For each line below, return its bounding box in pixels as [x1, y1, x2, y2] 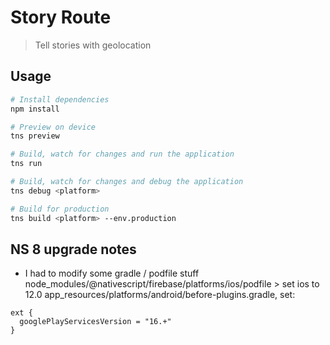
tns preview [10, 131, 60, 141]
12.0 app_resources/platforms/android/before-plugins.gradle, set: [24, 289, 296, 301]
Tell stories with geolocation [34, 39, 152, 51]
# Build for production [10, 204, 110, 214]
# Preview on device [10, 122, 97, 132]
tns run [10, 159, 43, 169]
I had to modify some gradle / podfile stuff [24, 267, 200, 280]
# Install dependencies [10, 94, 110, 105]
